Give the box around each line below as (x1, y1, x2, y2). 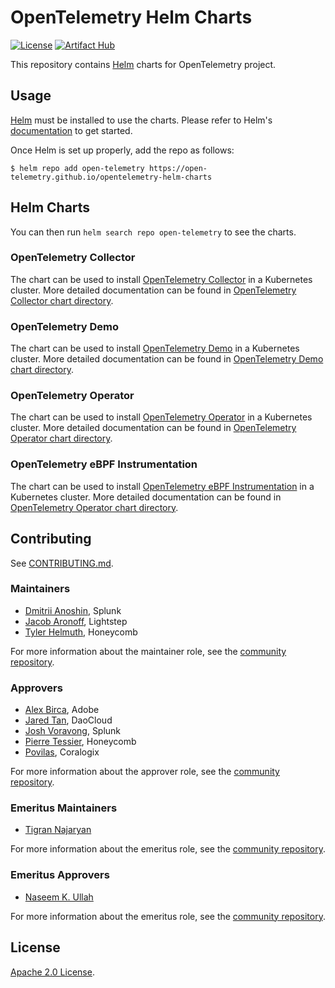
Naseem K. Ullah (24, 891, 94, 903)
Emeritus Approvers (10, 868, 110, 882)
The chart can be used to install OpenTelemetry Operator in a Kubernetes (10, 411, 313, 423)
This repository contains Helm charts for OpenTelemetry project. (10, 58, 277, 70)
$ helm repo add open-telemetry (10, 163, 145, 173)
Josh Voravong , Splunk (24, 725, 122, 737)
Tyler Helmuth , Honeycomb (24, 626, 138, 638)
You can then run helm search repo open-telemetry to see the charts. (10, 226, 297, 238)
